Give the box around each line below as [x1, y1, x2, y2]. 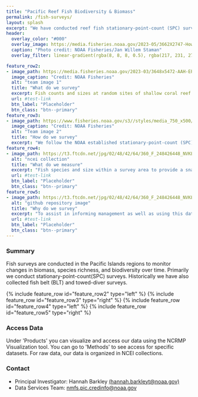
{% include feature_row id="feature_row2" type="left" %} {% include [6, 290, 174, 297]
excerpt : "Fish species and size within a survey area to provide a [11, 167, 183, 173]
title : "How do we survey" [11, 134, 78, 140]
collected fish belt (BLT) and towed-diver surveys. [6, 279, 128, 286]
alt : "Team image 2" [11, 129, 62, 135]
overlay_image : [11, 42, 49, 48]
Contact [6, 365, 30, 373]
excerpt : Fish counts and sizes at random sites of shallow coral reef [11, 91, 192, 97]
